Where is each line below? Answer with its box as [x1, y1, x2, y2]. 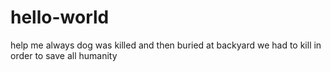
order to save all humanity [10, 49, 118, 61]
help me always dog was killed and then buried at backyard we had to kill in [10, 39, 322, 51]
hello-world [10, 6, 110, 29]
